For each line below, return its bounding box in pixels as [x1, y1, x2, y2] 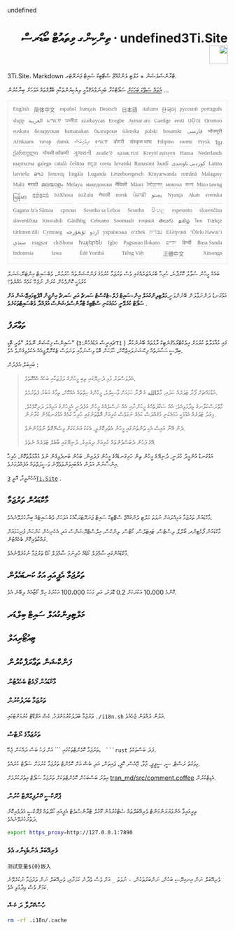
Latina [208, 160, 222, 167]
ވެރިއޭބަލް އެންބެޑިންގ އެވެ [7, 845, 58, 855]
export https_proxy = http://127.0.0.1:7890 [7, 829, 133, 836]
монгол [165, 181, 182, 188]
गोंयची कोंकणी [42, 150, 69, 157]
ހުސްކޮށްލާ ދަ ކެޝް [7, 901, 45, 910]
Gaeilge [154, 117, 171, 124]
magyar [31, 239, 48, 246]
